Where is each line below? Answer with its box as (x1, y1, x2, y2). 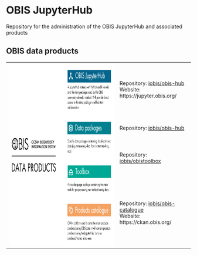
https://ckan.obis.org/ (119, 218, 172, 226)
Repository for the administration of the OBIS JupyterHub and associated (6, 23, 183, 30)
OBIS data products (6, 46, 79, 56)
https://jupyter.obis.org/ (119, 92, 177, 100)
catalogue (119, 206, 144, 213)
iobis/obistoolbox (119, 157, 161, 164)
